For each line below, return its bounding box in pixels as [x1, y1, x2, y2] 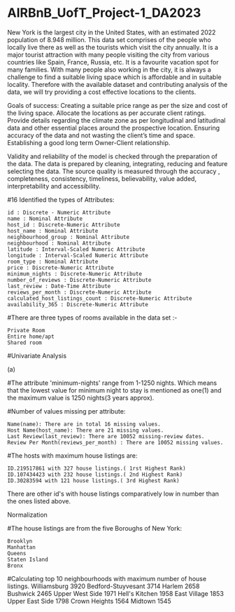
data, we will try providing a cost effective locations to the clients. [7, 88, 197, 96]
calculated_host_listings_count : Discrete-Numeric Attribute [7, 294, 192, 302]
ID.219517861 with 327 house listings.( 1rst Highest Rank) [7, 465, 187, 472]
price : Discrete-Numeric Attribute [7, 264, 114, 271]
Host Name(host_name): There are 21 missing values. [7, 426, 164, 434]
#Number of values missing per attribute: [7, 407, 126, 415]
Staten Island [7, 556, 49, 563]
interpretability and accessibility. [7, 182, 101, 190]
